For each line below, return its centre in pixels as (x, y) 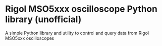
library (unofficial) (43, 19)
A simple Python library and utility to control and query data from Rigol (77, 33)
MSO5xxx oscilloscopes (30, 38)
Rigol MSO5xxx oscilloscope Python (81, 9)
